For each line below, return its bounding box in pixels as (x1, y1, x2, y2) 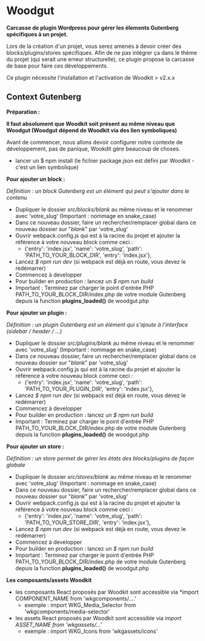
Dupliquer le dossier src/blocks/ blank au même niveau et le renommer (15, 205, 193, 213)
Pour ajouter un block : (6, 175, 65, 183)
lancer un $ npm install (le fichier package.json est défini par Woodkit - (15, 157, 195, 164)
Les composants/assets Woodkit (6, 576, 92, 584)
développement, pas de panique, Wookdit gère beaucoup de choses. (6, 145, 181, 152)
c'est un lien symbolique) (15, 163, 79, 171)
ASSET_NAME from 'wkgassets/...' (15, 621, 102, 628)
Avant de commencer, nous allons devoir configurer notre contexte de (6, 138, 183, 146)
